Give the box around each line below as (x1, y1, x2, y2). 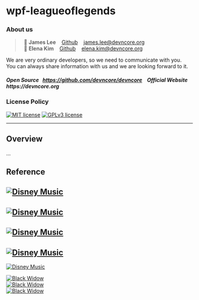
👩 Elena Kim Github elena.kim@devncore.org (23, 45, 143, 52)
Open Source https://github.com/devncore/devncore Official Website (6, 76, 188, 84)
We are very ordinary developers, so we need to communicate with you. (6, 56, 182, 63)
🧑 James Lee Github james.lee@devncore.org (23, 39, 145, 46)
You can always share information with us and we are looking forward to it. (6, 63, 188, 70)
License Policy (6, 98, 49, 106)
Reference (6, 167, 46, 177)
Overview (6, 134, 43, 144)
